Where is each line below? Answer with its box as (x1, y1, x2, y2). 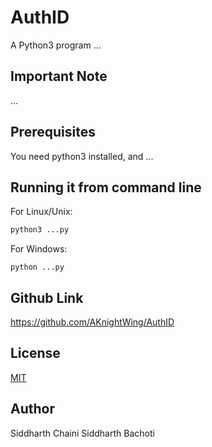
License (10, 345, 61, 362)
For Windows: (10, 243, 68, 255)
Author (10, 401, 55, 418)
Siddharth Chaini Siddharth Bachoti (10, 427, 155, 439)
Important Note (10, 68, 108, 85)
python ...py (10, 262, 65, 273)
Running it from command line (10, 179, 202, 196)
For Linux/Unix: (10, 206, 73, 218)
